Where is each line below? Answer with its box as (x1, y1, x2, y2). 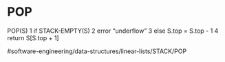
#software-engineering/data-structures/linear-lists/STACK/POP (7, 47, 187, 55)
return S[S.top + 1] (7, 33, 60, 42)
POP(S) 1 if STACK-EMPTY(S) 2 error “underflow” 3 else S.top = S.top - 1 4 (7, 27, 219, 35)
